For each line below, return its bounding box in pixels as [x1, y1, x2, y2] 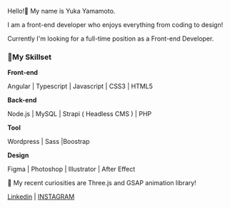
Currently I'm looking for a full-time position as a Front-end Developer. [7, 34, 214, 43]
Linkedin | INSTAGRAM [7, 192, 75, 201]
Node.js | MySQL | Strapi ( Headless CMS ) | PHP [7, 110, 152, 118]
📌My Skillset [7, 52, 52, 62]
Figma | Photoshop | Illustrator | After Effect [7, 165, 136, 174]
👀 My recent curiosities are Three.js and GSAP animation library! [7, 179, 196, 187]
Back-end [7, 96, 37, 105]
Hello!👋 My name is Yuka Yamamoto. [7, 7, 116, 15]
